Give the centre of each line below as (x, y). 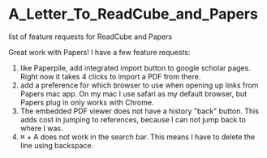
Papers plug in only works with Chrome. (87, 102)
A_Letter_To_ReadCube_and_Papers (133, 14)
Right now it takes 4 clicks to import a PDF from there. (110, 76)
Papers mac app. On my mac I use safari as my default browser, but (133, 93)
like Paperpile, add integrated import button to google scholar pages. (136, 68)
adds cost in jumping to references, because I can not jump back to (133, 119)
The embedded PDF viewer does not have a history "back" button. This (140, 111)
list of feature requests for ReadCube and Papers (90, 36)
